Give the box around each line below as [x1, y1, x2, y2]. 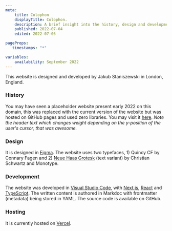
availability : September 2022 [14, 59, 79, 65]
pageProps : [5, 40, 29, 46]
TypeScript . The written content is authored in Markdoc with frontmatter [5, 190, 158, 196]
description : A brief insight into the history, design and [14, 22, 145, 27]
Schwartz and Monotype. [5, 160, 59, 166]
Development [5, 173, 40, 180]
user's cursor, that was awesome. [5, 125, 77, 131]
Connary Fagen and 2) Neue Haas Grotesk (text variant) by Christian [5, 155, 150, 161]
